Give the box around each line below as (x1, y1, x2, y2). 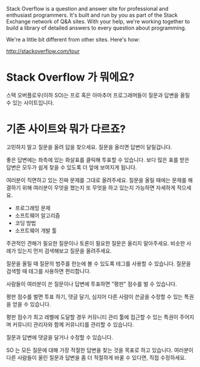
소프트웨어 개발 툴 (14, 227, 57, 234)
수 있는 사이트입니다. (6, 99, 54, 106)
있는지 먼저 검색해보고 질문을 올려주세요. (17, 247, 112, 254)
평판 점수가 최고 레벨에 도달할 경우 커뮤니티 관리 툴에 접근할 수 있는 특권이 (6, 313, 178, 321)
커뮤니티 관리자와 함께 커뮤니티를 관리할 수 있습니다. (12, 321, 134, 328)
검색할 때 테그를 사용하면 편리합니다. (6, 267, 91, 274)
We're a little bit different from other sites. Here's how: (6, 36, 140, 43)
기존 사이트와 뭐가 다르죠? (6, 123, 126, 136)
